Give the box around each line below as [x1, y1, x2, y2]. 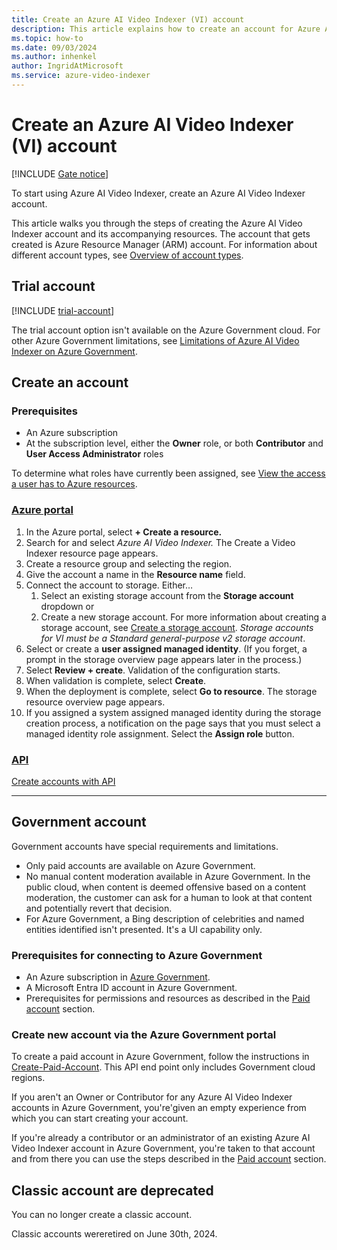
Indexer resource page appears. [25, 547, 159, 559]
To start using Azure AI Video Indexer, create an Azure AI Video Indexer [11, 187, 306, 199]
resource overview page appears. [25, 696, 166, 708]
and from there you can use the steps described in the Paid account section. [11, 1153, 327, 1165]
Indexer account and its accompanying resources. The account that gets [11, 227, 311, 240]
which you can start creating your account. [11, 1112, 189, 1125]
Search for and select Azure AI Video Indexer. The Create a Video [25, 536, 296, 548]
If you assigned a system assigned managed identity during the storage [25, 706, 322, 718]
